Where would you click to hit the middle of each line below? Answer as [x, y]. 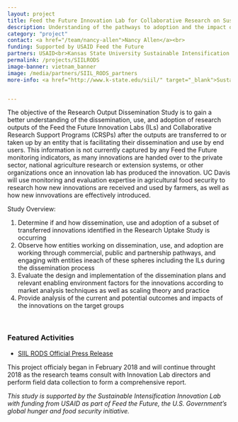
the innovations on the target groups [71, 306]
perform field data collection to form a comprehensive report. [97, 382]
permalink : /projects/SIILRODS [53, 60]
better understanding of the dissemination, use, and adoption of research [114, 120]
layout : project [31, 14]
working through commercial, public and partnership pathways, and [117, 253]
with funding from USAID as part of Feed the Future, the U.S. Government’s [117, 403]
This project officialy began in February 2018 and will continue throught [112, 367]
